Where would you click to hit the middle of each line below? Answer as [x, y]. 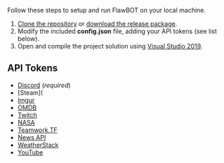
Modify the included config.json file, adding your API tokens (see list [117, 31]
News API [32, 137]
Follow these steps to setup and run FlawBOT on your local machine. [106, 10]
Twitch [27, 115]
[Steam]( [30, 92]
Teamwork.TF [37, 130]
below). [28, 39]
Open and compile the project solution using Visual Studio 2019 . [110, 46]
